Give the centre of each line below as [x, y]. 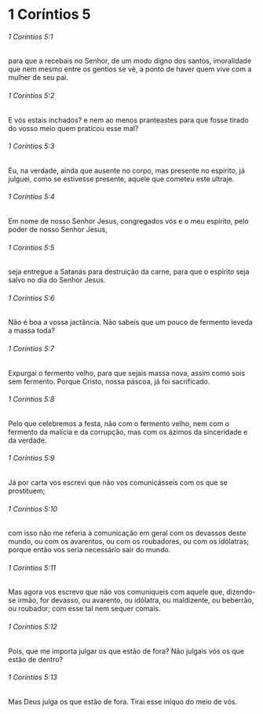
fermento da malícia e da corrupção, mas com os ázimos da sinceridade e [128, 432]
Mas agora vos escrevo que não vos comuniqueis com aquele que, [117, 592]
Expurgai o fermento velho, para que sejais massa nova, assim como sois [127, 373]
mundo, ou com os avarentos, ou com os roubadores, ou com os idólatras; [129, 541]
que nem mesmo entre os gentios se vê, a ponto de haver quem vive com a [130, 69]
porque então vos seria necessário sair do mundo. [89, 550]
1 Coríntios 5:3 [31, 146]
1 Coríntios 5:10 [33, 508]
